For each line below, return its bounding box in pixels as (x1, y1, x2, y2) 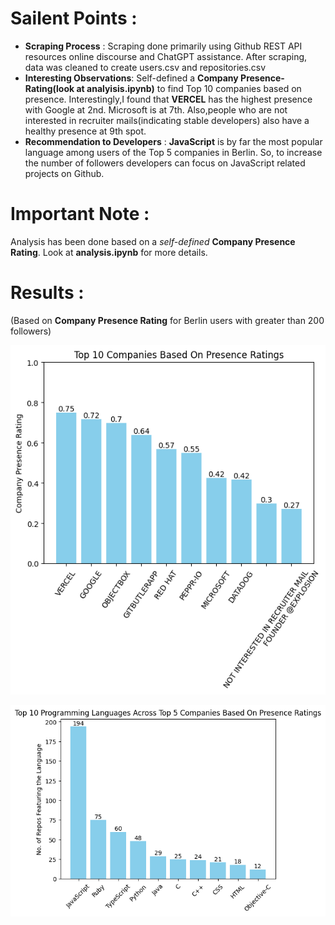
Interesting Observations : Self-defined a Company (24, 72, 239, 84)
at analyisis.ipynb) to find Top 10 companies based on (76, 82, 302, 94)
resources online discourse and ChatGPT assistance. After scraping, (24, 50, 308, 62)
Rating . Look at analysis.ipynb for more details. (10, 246, 208, 258)
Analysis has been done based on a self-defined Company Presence (10, 235, 296, 247)
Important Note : (10, 203, 150, 226)
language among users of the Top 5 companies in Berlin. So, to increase (24, 146, 323, 158)
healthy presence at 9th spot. (24, 125, 147, 137)
